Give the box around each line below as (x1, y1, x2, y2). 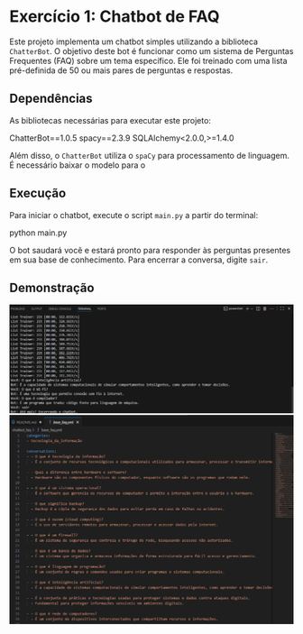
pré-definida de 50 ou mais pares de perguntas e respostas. (9, 65, 234, 76)
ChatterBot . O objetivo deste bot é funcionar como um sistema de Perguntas (9, 45, 294, 56)
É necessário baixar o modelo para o (9, 160, 146, 170)
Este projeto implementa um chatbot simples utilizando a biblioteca (9, 36, 259, 47)
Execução (9, 186, 67, 201)
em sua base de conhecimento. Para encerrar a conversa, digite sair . (9, 254, 269, 265)
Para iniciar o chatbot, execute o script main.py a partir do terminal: (9, 209, 259, 220)
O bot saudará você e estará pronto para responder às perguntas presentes (9, 244, 291, 255)
